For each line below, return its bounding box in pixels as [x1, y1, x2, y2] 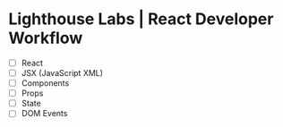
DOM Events [21, 108, 68, 119]
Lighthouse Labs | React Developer [8, 9, 274, 30]
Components [21, 78, 70, 89]
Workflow [8, 28, 83, 48]
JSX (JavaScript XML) [21, 68, 104, 78]
